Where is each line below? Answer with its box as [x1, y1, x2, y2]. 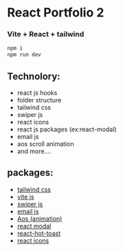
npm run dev [7, 52, 41, 58]
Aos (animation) [16, 215, 63, 223]
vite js [16, 193, 34, 201]
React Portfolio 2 [7, 5, 104, 21]
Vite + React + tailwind [7, 30, 85, 39]
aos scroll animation [16, 140, 74, 149]
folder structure [16, 96, 62, 105]
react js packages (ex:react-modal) [16, 125, 117, 133]
